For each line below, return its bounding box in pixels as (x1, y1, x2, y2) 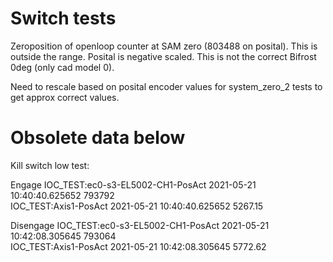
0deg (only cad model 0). (10, 61, 115, 73)
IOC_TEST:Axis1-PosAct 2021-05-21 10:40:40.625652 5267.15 (10, 200, 264, 212)
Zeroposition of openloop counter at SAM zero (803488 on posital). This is (10, 40, 318, 52)
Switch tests (10, 7, 117, 30)
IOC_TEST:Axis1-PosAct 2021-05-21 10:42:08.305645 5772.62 (10, 240, 267, 252)
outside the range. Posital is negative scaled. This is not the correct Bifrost (10, 50, 317, 62)
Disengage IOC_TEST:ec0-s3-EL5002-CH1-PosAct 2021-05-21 (10, 219, 270, 231)
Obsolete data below (10, 127, 186, 149)
